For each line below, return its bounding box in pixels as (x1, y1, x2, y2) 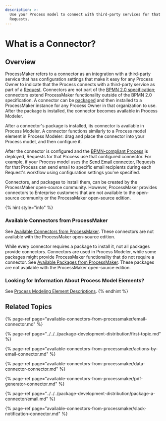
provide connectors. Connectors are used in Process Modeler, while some (5, 248, 157, 254)
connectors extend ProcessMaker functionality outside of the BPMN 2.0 (5, 92, 152, 98)
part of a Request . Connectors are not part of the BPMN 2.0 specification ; (5, 87, 156, 93)
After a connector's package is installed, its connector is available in (5, 123, 144, 129)
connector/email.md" (5, 396, 49, 402)
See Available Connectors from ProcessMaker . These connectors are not (5, 228, 154, 234)
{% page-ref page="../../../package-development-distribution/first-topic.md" (5, 330, 161, 336)
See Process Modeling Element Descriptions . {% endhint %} (5, 288, 128, 294)
